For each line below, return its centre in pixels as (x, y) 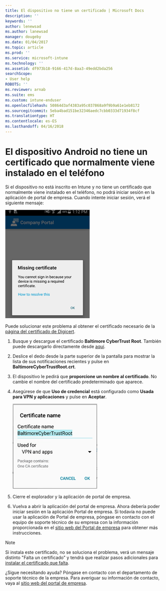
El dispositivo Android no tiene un (76, 152)
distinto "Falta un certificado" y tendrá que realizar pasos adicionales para (82, 558)
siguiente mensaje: (24, 203)
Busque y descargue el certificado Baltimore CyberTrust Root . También (87, 341)
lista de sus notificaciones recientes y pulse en (60, 361)
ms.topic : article (24, 47)
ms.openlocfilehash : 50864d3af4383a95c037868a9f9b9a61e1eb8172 (72, 105)
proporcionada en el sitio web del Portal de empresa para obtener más (85, 528)
